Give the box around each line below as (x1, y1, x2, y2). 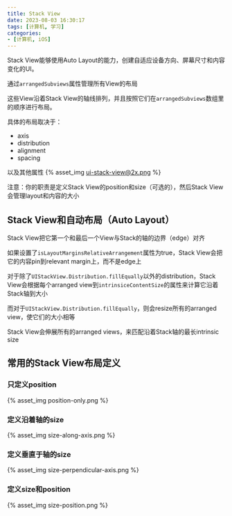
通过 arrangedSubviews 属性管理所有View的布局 (7, 79, 138, 88)
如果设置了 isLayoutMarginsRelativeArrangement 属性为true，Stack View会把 (7, 248, 223, 257)
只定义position (7, 380, 57, 389)
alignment (17, 147, 46, 155)
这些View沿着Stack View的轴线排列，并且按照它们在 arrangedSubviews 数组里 (7, 95, 224, 103)
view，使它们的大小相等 (7, 312, 75, 321)
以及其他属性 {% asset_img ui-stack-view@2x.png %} (7, 168, 161, 177)
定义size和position (7, 485, 71, 494)
